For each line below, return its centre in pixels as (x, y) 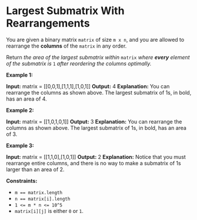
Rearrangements (48, 23)
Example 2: (20, 110)
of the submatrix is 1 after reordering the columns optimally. (79, 64)
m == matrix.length (39, 192)
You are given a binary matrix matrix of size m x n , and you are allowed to (95, 39)
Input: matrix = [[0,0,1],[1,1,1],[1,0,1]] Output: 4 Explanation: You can (88, 86)
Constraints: (22, 181)
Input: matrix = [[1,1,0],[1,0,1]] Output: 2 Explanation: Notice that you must (96, 156)
